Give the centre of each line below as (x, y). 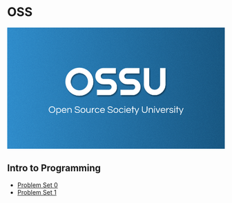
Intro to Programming (54, 168)
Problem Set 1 (37, 192)
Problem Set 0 (37, 185)
